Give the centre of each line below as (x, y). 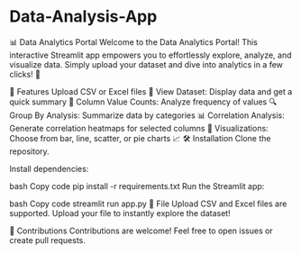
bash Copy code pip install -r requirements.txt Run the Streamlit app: (137, 186)
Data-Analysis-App (83, 17)
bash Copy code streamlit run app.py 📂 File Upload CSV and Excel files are (148, 204)
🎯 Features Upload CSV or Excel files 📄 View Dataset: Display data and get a (151, 91)
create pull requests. (47, 240)
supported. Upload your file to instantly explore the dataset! (120, 213)
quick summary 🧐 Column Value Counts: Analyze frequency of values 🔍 (143, 102)
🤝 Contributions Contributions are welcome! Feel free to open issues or (141, 231)
